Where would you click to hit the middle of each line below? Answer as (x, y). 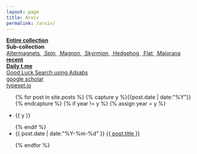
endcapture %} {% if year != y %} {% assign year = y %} (95, 104)
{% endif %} (31, 127)
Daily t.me (19, 66)
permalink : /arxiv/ (31, 23)
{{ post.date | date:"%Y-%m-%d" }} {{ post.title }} (78, 133)
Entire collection (27, 41)
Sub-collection (25, 47)
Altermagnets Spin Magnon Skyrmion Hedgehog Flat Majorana (93, 53)
